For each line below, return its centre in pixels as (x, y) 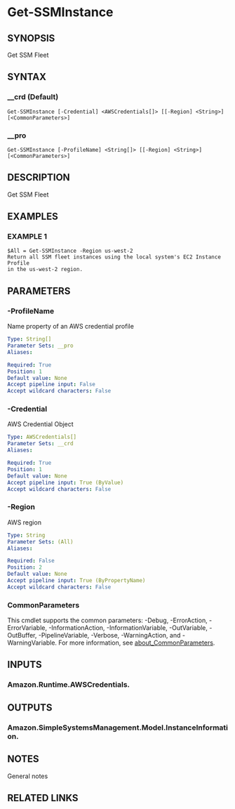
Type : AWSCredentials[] (42, 437)
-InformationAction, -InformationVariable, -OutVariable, (128, 628)
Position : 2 (25, 567)
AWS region (25, 522)
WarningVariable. (32, 643)
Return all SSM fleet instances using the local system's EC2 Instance (114, 257)
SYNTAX (27, 77)
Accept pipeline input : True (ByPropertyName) (76, 581)
